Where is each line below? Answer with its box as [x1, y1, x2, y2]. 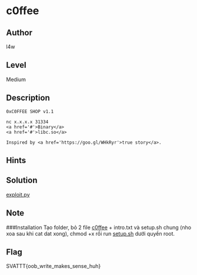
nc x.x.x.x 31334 [6, 119, 49, 125]
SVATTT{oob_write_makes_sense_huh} [6, 263, 101, 270]
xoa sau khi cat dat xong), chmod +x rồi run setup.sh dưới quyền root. [6, 230, 175, 237]
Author [6, 28, 32, 38]
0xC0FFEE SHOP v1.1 [6, 108, 54, 114]
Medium [6, 75, 26, 83]
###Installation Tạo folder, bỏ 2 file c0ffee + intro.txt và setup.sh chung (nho [6, 224, 192, 231]
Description [6, 93, 50, 103]
